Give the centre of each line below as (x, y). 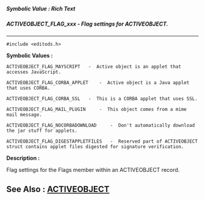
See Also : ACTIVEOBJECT (58, 189)
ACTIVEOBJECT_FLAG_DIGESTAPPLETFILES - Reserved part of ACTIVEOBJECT (102, 141)
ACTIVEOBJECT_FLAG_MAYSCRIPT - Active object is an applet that (94, 67)
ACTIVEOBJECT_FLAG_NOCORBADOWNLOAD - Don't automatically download (101, 126)
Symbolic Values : (30, 55)
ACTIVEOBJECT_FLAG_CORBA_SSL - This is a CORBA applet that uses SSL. (102, 99)
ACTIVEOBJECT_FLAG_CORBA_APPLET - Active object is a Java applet (98, 83)
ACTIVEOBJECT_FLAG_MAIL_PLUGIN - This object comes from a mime (97, 110)
